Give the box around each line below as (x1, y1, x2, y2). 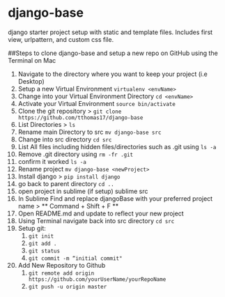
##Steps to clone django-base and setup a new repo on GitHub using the (8, 49, 218, 57)
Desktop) (17, 77, 45, 85)
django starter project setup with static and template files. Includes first (8, 28, 213, 36)
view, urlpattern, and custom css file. (8, 35, 114, 43)
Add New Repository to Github (17, 261, 106, 269)
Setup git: (17, 224, 46, 232)
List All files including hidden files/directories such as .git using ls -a (17, 142, 217, 151)
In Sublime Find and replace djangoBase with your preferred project (17, 194, 213, 203)
